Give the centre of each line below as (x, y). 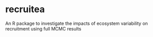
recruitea (25, 9)
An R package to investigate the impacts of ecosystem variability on (76, 23)
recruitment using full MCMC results (43, 28)
